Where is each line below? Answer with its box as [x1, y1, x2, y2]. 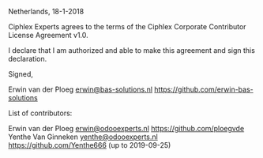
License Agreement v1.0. [8, 31, 88, 39]
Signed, [8, 70, 33, 78]
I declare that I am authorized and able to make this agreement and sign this [8, 46, 255, 55]
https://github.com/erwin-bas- [153, 85, 254, 94]
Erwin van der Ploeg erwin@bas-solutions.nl [8, 85, 152, 94]
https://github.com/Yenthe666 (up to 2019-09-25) [8, 141, 171, 149]
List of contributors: [8, 108, 73, 118]
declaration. [8, 55, 47, 63]
